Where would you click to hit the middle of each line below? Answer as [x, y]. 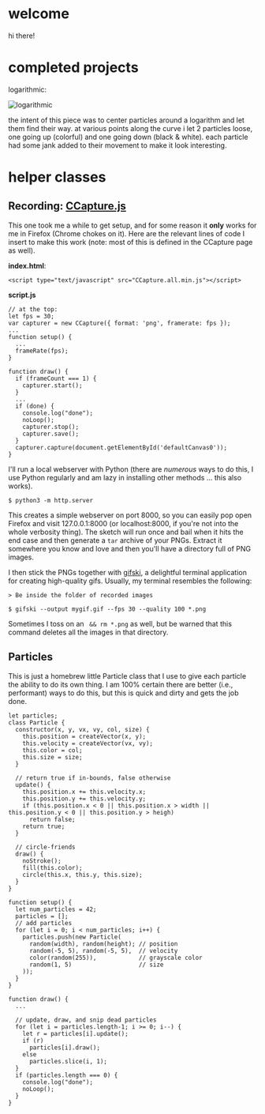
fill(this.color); [52, 867]
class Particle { [37, 723]
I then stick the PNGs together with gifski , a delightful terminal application [127, 572]
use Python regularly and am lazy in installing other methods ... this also [125, 477]
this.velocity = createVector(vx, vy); [88, 743]
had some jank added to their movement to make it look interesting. [118, 145]
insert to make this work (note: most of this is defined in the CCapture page [131, 242]
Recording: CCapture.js [67, 206]
